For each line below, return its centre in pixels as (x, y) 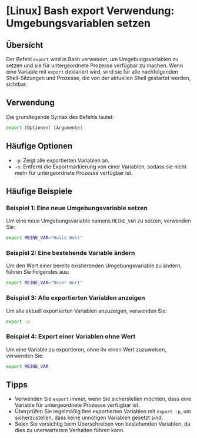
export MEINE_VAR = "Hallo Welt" (44, 238)
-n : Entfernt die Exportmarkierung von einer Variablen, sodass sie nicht (101, 167)
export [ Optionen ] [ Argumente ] (44, 128)
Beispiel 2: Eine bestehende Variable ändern (71, 253)
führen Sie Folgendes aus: (38, 272)
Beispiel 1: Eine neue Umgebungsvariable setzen (77, 208)
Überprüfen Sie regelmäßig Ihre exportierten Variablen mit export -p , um (103, 412)
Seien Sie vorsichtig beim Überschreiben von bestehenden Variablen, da (102, 424)
